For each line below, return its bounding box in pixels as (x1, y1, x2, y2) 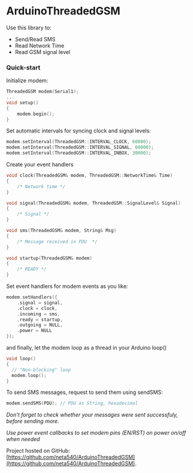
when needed (6, 436, 40, 443)
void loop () (6, 355, 36, 362)
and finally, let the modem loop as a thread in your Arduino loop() (6, 344, 167, 351)
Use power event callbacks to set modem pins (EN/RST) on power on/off (6, 429, 186, 436)
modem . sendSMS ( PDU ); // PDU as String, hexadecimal (6, 400, 138, 406)
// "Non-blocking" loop (11, 367, 71, 373)
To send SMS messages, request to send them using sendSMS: (6, 388, 163, 396)
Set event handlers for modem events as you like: (6, 283, 128, 290)
